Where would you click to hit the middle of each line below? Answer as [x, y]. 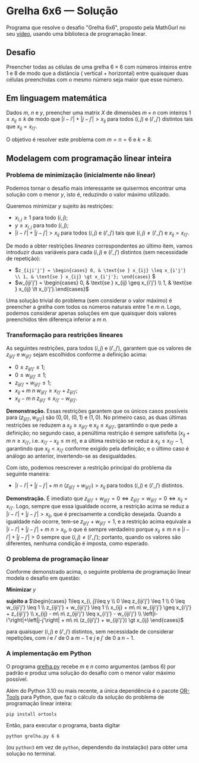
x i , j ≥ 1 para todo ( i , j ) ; [41, 218]
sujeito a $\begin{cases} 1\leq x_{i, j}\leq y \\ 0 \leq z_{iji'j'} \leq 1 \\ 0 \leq [96, 601]
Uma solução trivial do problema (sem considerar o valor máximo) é [89, 301]
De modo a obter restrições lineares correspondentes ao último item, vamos [99, 246]
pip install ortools [32, 714]
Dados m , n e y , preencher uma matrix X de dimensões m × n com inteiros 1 [99, 112]
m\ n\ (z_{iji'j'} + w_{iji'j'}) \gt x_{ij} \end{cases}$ [125, 620]
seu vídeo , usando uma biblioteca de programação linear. [76, 33]
